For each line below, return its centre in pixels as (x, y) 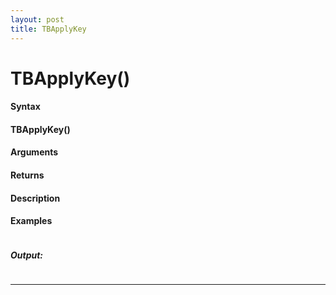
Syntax (25, 107)
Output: (27, 255)
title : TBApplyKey (48, 29)
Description (35, 198)
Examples (31, 221)
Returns (27, 175)
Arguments (34, 152)
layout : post (37, 19)
